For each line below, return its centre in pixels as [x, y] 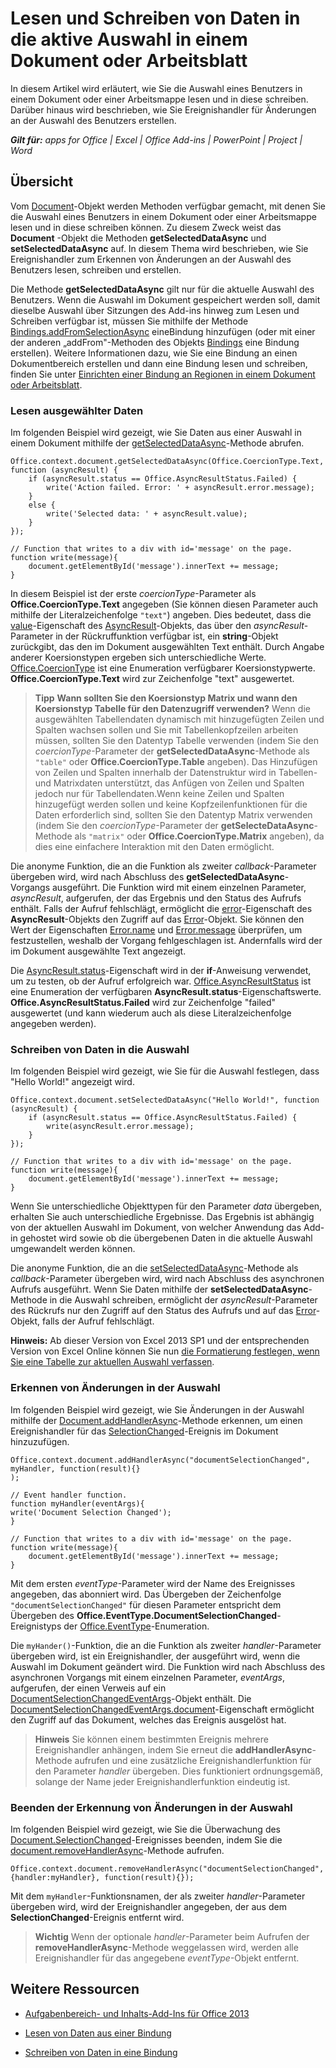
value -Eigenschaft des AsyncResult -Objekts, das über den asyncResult [157, 626]
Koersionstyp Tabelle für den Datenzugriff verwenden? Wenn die [172, 709]
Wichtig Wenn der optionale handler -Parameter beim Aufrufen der [172, 1936]
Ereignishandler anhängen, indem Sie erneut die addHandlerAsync [173, 1749]
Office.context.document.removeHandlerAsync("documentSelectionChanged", [167, 1868]
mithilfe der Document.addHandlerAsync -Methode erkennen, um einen [156, 1420]
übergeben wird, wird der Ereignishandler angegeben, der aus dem [148, 1906]
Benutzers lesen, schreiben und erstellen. [96, 269]
